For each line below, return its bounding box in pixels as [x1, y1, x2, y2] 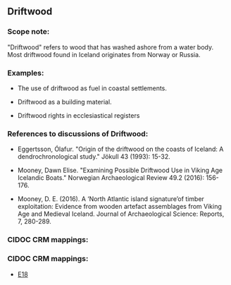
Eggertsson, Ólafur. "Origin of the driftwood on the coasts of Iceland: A [17, 145, 224, 154]
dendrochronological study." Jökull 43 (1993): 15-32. [17, 152, 170, 161]
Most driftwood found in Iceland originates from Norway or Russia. [7, 50, 201, 59]
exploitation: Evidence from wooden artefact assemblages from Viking [17, 202, 222, 211]
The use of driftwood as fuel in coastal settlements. [17, 84, 168, 92]
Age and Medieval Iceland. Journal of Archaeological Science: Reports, [17, 210, 225, 218]
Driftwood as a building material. [17, 97, 112, 106]
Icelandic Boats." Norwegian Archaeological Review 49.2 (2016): [17, 174, 205, 182]
